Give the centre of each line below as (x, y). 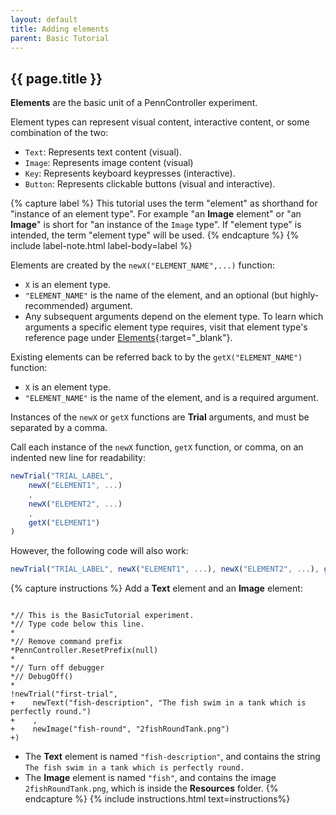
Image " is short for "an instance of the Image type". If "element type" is (156, 225)
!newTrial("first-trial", (64, 694)
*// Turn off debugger (57, 668)
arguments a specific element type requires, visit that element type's (166, 327)
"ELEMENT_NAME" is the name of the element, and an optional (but (156, 295)
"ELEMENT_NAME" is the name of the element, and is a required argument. (171, 398)
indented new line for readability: (78, 458)
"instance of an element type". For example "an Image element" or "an (156, 214)
